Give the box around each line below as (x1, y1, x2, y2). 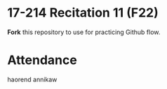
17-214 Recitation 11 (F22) (7, 5, 159, 21)
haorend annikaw (7, 75, 58, 83)
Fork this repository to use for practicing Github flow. (7, 28, 161, 36)
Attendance (7, 52, 77, 68)
